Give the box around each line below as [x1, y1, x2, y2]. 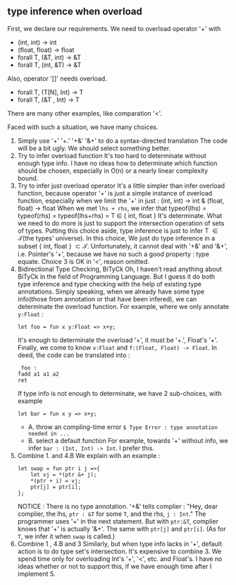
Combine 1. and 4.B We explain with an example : [17, 451, 161, 459]
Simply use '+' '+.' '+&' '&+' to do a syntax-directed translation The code [17, 136, 228, 145]
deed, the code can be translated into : [17, 351, 130, 359]
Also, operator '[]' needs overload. [7, 74, 107, 83]
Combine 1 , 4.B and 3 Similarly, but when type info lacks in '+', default [17, 539, 222, 548]
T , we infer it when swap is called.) [17, 532, 116, 541]
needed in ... [27, 430, 70, 437]
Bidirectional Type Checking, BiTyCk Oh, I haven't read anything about [17, 265, 222, 273]
